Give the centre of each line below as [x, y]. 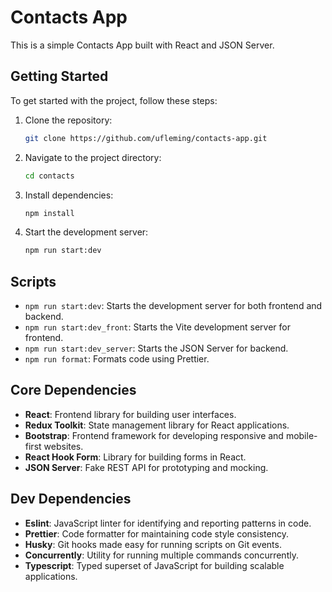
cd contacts [49, 176]
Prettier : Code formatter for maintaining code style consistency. [156, 533]
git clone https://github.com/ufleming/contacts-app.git [146, 138]
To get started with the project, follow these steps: [114, 100]
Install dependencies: [69, 195]
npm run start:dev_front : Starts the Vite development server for [157, 327]
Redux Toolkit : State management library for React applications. [157, 425]
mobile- [301, 435]
